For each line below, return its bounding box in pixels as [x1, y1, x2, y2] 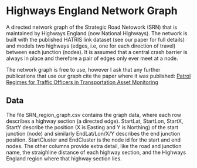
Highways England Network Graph [6, 4, 178, 18]
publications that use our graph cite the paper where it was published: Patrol [6, 72, 191, 79]
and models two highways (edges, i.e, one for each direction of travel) [6, 42, 176, 49]
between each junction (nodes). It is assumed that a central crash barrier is [6, 48, 188, 55]
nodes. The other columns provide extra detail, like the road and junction [6, 142, 182, 149]
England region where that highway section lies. [6, 154, 122, 162]
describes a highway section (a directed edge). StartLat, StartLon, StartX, [6, 117, 184, 125]
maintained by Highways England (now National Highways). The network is [6, 29, 188, 36]
